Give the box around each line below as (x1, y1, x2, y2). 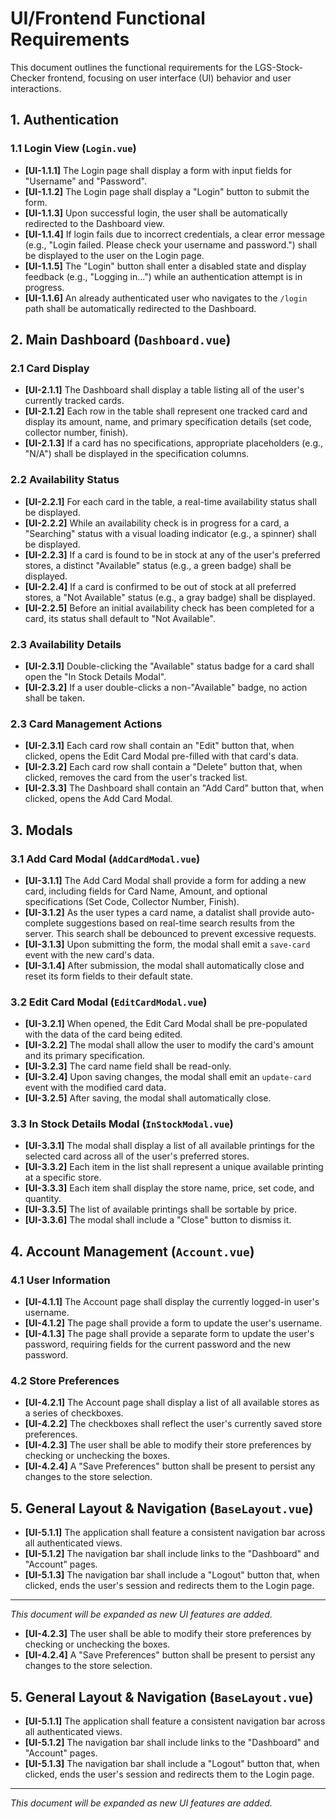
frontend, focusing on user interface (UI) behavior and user (47, 72, 292, 84)
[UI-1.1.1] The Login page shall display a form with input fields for (24, 164, 292, 176)
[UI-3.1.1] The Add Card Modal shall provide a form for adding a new (24, 874, 307, 886)
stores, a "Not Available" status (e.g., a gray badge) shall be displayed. (24, 591, 316, 603)
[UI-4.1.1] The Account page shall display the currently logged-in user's (24, 1296, 320, 1308)
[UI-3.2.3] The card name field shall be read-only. (24, 1060, 232, 1072)
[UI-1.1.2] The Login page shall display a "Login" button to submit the (24, 185, 310, 197)
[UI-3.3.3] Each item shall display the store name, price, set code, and (24, 1182, 315, 1194)
